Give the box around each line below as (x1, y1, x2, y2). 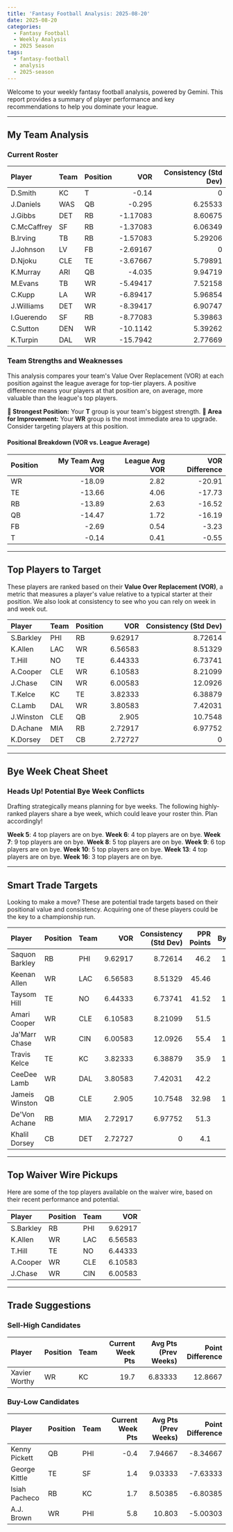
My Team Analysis (7, 129, 89, 141)
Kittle (10, 1473, 28, 1483)
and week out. (7, 605, 49, 613)
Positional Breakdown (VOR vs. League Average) (7, 438, 150, 447)
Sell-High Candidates (7, 1320, 81, 1330)
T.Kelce (10, 689, 36, 699)
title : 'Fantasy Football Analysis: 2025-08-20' (7, 10, 150, 17)
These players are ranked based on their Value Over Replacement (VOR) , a (7, 582, 223, 591)
